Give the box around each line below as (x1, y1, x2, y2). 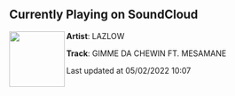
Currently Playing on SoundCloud (9, 7, 199, 22)
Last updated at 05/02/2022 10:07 (66, 65, 192, 76)
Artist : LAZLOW (66, 30, 125, 41)
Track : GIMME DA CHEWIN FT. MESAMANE (66, 48, 227, 59)
